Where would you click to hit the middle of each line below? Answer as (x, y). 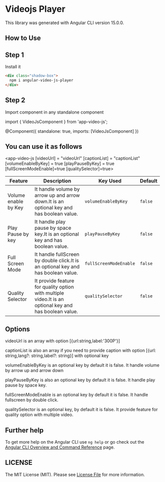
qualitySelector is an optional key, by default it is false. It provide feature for (82, 410)
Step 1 (15, 55)
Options (18, 329)
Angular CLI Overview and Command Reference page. (60, 447)
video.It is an (49, 300)
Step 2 (15, 100)
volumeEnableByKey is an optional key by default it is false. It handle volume (82, 365)
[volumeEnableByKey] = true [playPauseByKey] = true (60, 164)
